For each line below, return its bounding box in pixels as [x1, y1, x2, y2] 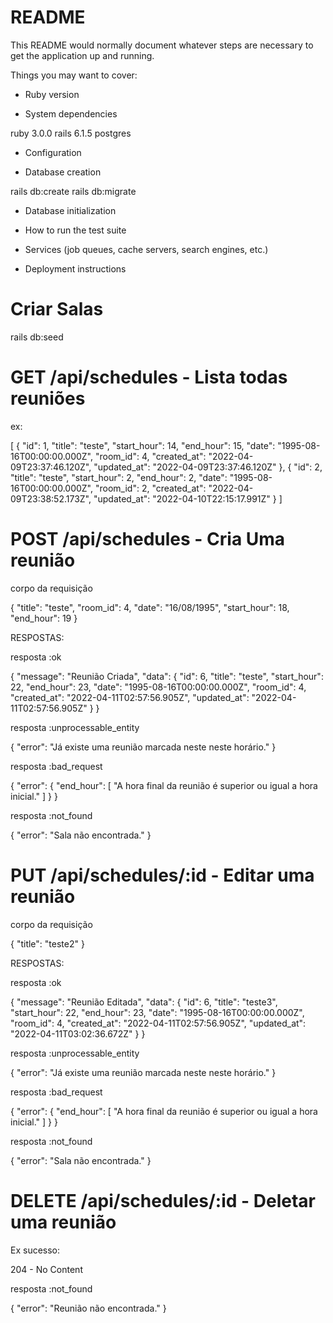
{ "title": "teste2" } [10, 937, 85, 950]
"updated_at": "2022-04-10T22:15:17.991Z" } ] [93, 492, 283, 505]
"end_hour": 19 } [10, 612, 78, 624]
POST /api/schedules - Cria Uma [10, 528, 286, 550]
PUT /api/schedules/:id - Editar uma [10, 864, 315, 886]
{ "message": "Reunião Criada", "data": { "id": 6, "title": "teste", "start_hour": [10, 670, 324, 682]
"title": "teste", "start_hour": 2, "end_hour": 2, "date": [10, 471, 228, 483]
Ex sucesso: [10, 1244, 61, 1256]
